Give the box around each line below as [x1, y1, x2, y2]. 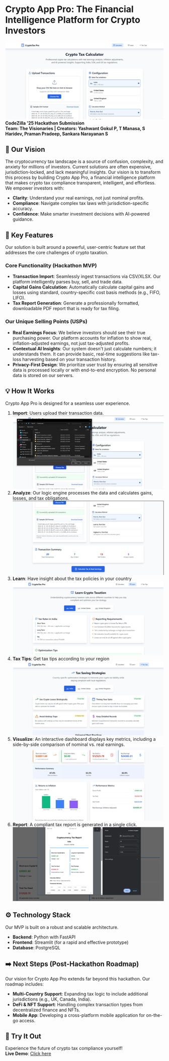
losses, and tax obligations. [12, 495, 69, 501]
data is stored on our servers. [12, 372, 74, 378]
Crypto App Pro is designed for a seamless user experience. [5, 400, 130, 406]
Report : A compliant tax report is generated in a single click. [12, 822, 137, 828]
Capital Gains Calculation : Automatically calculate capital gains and [12, 284, 154, 290]
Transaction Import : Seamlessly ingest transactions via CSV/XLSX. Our [12, 273, 161, 279]
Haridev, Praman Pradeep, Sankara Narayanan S [5, 131, 108, 137]
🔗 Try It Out [5, 1032, 41, 1041]
